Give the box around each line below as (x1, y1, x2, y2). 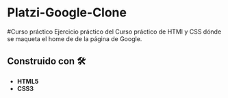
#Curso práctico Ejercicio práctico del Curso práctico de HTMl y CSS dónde (7, 27, 222, 36)
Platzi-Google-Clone (7, 5, 127, 21)
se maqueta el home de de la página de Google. (7, 34, 142, 42)
